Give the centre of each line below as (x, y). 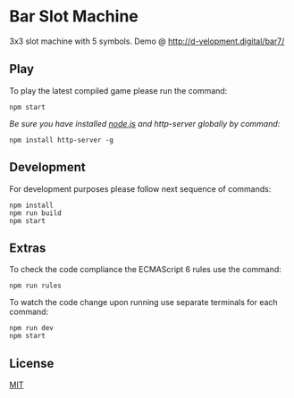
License (32, 363)
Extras (28, 248)
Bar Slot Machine (74, 17)
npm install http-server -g (62, 140)
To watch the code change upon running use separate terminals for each (144, 303)
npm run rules (36, 286)
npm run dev (31, 328)
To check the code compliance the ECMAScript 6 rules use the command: (145, 269)
